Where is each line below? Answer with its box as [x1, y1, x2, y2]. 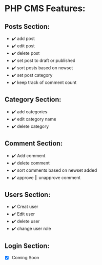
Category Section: [4, 96, 61, 104]
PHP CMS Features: [4, 3, 86, 14]
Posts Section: [4, 22, 50, 31]
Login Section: [4, 242, 50, 250]
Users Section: [4, 191, 51, 199]
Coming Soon [11, 255, 40, 261]
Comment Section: [4, 140, 63, 148]
